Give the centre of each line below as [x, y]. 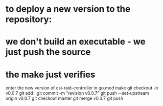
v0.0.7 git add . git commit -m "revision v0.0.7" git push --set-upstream [77, 93]
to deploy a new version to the [68, 9]
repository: [29, 19]
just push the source [48, 52]
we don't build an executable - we [76, 42]
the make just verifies [50, 74]
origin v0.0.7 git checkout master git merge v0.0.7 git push [65, 98]
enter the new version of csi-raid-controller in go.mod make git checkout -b [82, 88]
